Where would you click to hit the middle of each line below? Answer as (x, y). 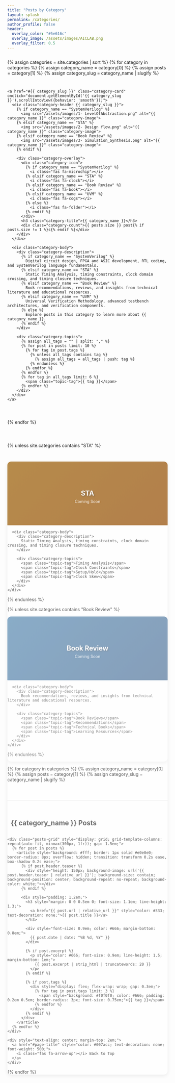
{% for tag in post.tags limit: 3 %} (75, 991)
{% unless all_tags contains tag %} (69, 355)
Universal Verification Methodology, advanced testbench (87, 301)
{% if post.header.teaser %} (52, 866)
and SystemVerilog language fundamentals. (53, 265)
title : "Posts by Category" (37, 10)
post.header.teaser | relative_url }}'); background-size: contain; (81, 875)
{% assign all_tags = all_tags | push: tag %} (85, 359)
